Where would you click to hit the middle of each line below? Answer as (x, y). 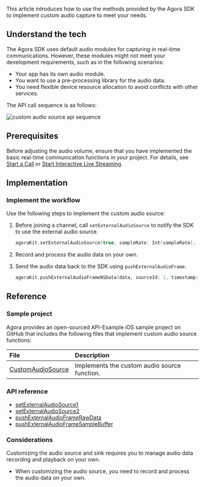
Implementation (37, 183)
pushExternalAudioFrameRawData (58, 418)
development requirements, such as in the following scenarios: (85, 62)
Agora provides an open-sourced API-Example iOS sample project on (94, 327)
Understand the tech (46, 34)
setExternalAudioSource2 (47, 411)
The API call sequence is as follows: (52, 105)
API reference (27, 391)
